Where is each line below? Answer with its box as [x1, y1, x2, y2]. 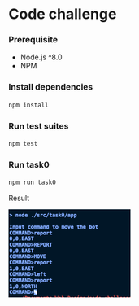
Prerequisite [8, 34, 59, 46]
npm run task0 [8, 178, 57, 187]
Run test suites [8, 120, 69, 131]
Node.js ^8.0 [20, 52, 63, 62]
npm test [8, 139, 38, 147]
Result [8, 193, 30, 203]
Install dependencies [8, 81, 93, 93]
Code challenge [8, 5, 117, 24]
